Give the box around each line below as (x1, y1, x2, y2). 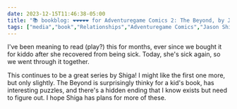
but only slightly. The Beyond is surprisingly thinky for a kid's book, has (7, 79, 214, 87)
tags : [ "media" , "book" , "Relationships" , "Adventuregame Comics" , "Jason (7, 23, 219, 30)
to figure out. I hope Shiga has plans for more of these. (7, 94, 166, 102)
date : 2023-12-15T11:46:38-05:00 (7, 10, 106, 18)
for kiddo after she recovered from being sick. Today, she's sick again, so (7, 50, 221, 58)
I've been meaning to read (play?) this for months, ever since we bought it (7, 43, 222, 51)
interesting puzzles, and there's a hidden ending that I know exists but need (7, 86, 228, 95)
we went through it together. (7, 58, 90, 66)
